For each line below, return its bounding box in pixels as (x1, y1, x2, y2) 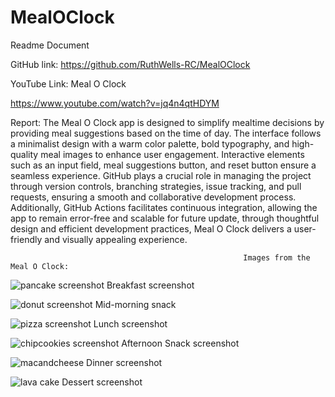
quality (10, 148, 39, 160)
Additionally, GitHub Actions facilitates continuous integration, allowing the (10, 201, 318, 213)
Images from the (243, 252, 311, 263)
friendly (10, 233, 43, 245)
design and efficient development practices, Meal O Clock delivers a (10, 222, 292, 235)
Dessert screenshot (61, 376, 143, 388)
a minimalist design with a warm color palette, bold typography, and (10, 137, 290, 150)
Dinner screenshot (86, 356, 163, 368)
